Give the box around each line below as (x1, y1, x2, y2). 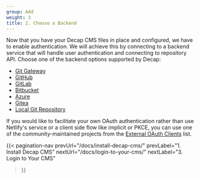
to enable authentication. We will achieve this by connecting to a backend (6, 43, 190, 50)
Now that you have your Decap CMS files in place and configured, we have (6, 37, 193, 44)
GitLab (15, 80, 32, 87)
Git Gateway (15, 68, 46, 75)
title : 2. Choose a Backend (6, 20, 77, 26)
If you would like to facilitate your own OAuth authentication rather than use (6, 118, 195, 125)
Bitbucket (15, 87, 39, 94)
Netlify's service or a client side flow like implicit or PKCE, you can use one (6, 124, 192, 131)
